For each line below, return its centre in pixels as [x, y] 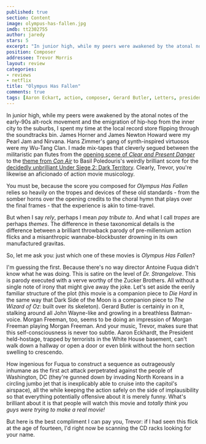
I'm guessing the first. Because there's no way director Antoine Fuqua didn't [103, 267]
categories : [21, 69]
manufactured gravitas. [36, 243]
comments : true [26, 92]
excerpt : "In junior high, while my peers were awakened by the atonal [100, 47]
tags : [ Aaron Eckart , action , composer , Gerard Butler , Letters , [91, 98]
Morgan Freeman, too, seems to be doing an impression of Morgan [107, 319]
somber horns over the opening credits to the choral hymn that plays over [99, 199]
